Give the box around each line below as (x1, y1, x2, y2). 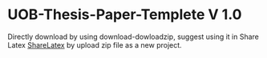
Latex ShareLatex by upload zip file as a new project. (7, 40, 182, 49)
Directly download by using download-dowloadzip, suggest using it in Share (7, 32, 260, 41)
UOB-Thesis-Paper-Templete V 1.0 (7, 6, 242, 24)
